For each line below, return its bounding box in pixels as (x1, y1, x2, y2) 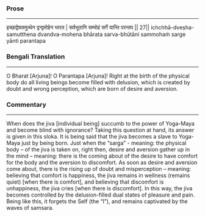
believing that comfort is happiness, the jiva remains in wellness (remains (6, 171, 190, 179)
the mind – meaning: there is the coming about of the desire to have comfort (6, 152, 198, 159)
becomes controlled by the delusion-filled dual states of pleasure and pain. (6, 191, 195, 198)
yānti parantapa (6, 37, 46, 45)
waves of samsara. (6, 204, 54, 211)
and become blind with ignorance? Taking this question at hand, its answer (6, 126, 195, 134)
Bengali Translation (6, 52, 65, 61)
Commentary (6, 100, 47, 109)
